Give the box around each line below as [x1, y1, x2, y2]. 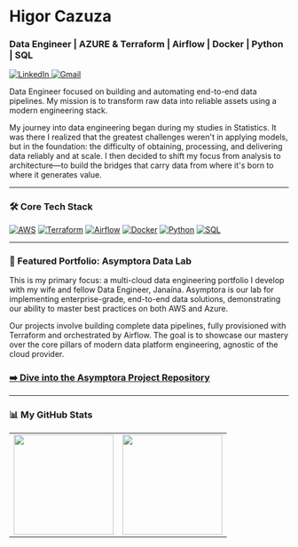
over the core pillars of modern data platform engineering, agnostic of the [9, 339, 278, 350]
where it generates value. [9, 170, 102, 180]
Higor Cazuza [9, 6, 113, 27]
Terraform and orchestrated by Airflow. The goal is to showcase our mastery [9, 330, 289, 341]
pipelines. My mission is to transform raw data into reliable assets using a [9, 96, 277, 107]
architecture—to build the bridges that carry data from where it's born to [9, 160, 274, 170]
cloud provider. [9, 349, 65, 360]
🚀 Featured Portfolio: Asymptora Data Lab [9, 255, 192, 267]
